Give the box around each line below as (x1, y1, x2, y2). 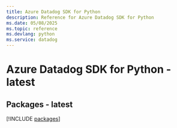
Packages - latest (6, 99, 73, 109)
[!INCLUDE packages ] (6, 115, 61, 122)
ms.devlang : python (6, 31, 55, 37)
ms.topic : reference (6, 25, 58, 32)
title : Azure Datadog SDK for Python (6, 8, 101, 15)
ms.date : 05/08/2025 (6, 20, 58, 26)
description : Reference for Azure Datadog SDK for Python (6, 14, 154, 20)
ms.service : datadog (6, 37, 58, 43)
